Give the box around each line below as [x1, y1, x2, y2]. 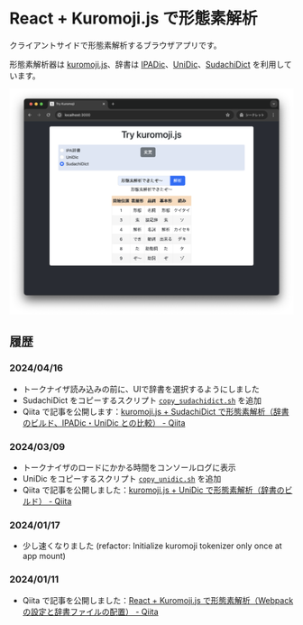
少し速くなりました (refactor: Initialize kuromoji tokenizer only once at [22, 540, 282, 551]
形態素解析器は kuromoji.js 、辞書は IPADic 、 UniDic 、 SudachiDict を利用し [9, 59, 284, 69]
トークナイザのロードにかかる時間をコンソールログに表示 [22, 462, 236, 473]
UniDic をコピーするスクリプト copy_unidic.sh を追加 [22, 473, 222, 484]
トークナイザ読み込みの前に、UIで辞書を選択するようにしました [22, 383, 260, 394]
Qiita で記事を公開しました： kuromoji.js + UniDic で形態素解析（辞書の [22, 484, 286, 496]
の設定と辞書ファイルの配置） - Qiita [22, 606, 160, 617]
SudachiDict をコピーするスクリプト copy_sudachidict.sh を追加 [22, 394, 262, 406]
